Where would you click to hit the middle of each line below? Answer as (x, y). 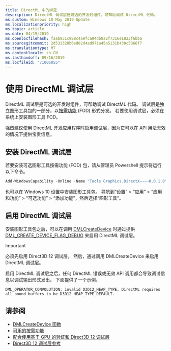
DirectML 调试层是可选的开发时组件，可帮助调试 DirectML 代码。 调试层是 (83, 104)
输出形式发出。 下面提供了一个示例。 (61, 279)
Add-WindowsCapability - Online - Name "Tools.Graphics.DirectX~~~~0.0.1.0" (86, 181)
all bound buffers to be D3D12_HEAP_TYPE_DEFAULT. (60, 294)
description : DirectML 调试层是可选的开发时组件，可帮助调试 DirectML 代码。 (81, 15)
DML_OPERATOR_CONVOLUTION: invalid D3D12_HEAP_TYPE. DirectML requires (83, 289)
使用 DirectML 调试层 (50, 89)
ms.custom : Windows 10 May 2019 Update (48, 19)
